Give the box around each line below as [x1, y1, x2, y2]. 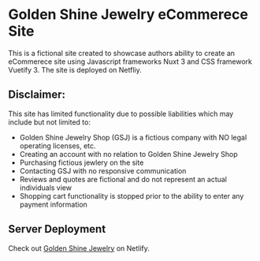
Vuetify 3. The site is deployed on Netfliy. [8, 65, 142, 74]
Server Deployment [8, 222, 106, 236]
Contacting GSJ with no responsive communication [19, 166, 187, 175]
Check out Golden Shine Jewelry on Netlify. [8, 243, 150, 253]
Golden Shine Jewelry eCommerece [8, 6, 248, 24]
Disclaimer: [8, 88, 65, 102]
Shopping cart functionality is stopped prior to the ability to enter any [19, 191, 244, 200]
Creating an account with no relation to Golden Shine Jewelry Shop [19, 149, 238, 158]
